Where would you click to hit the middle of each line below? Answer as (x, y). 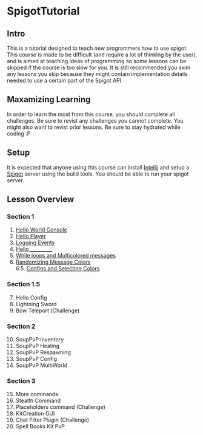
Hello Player (31, 236)
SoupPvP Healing (37, 346)
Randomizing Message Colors (53, 262)
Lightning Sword (36, 304)
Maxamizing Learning (49, 99)
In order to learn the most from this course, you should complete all (91, 114)
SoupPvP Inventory (40, 339)
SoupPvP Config (36, 358)
